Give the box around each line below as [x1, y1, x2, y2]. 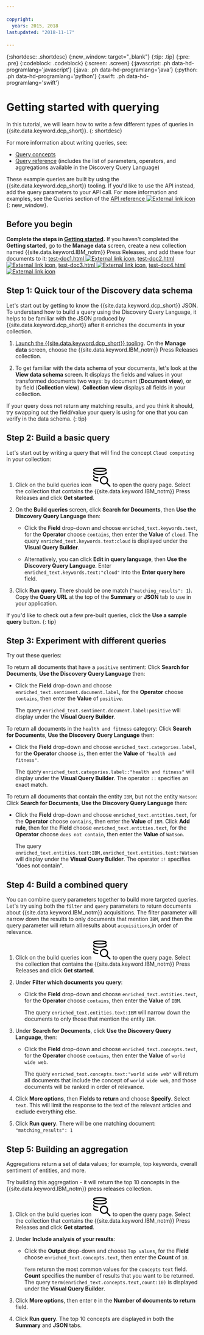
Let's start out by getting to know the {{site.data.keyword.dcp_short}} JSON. [6, 302, 199, 309]
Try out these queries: [6, 652, 62, 659]
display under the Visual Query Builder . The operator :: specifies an [15, 775, 189, 782]
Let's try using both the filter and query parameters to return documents [6, 902, 192, 910]
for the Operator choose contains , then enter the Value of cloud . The [24, 530, 199, 538]
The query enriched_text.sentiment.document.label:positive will [15, 707, 181, 714]
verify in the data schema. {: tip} [6, 415, 87, 422]
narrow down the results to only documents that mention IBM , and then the [6, 916, 193, 923]
